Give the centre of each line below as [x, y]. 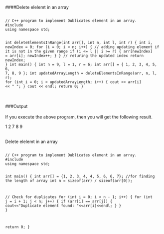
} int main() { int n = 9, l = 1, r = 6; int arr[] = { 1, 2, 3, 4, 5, [81, 64]
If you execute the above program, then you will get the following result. [79, 117]
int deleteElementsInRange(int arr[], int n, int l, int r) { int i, [79, 42]
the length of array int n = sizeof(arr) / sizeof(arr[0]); [69, 180]
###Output [16, 106]
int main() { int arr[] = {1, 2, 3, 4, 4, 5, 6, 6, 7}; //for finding [80, 176]
